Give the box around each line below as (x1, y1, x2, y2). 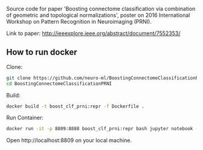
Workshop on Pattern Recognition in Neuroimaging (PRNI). (6, 18, 152, 25)
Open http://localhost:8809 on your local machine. (6, 137, 132, 144)
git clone (6, 75, 31, 81)
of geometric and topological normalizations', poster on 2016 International (6, 11, 190, 19)
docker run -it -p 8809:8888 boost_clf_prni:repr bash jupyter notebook (6, 126, 193, 132)
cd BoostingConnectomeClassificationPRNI (6, 80, 112, 86)
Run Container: (6, 114, 44, 122)
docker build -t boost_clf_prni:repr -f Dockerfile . (6, 103, 145, 109)
